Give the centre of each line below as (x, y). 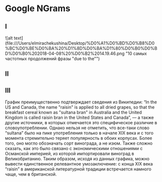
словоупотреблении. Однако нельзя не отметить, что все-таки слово (77, 128)
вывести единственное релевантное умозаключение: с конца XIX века (79, 164)
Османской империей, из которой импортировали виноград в (70, 154)
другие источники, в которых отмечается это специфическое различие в (81, 123)
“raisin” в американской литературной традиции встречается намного (78, 169)
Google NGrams (38, 8)
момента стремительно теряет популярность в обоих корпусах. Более (79, 138)
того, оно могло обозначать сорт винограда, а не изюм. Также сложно (79, 143)
